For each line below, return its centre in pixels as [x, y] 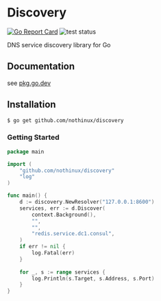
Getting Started [33, 137]
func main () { [27, 196]
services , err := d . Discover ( [63, 208]
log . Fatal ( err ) [53, 253]
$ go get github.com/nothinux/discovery [66, 120]
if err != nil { [43, 247]
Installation [32, 105]
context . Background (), [64, 215]
